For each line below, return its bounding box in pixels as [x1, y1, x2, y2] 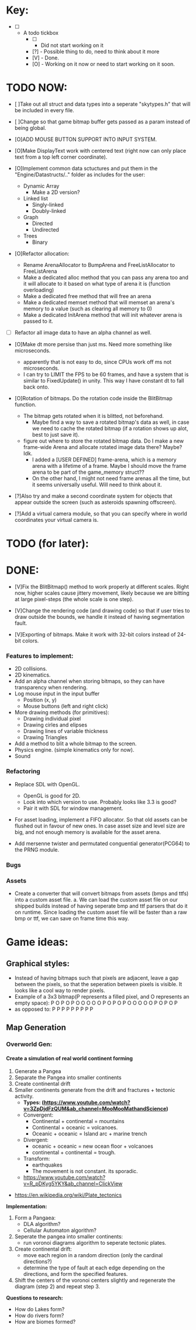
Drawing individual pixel [23, 715, 81, 722]
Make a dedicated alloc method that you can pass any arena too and [23, 274, 189, 281]
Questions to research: [6, 1294, 63, 1302]
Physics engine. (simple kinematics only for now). [14, 746, 135, 753]
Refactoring [6, 768, 41, 776]
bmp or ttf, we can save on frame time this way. [14, 914, 129, 922]
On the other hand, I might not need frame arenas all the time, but [32, 474, 190, 482]
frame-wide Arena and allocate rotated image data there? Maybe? [23, 443, 183, 450]
